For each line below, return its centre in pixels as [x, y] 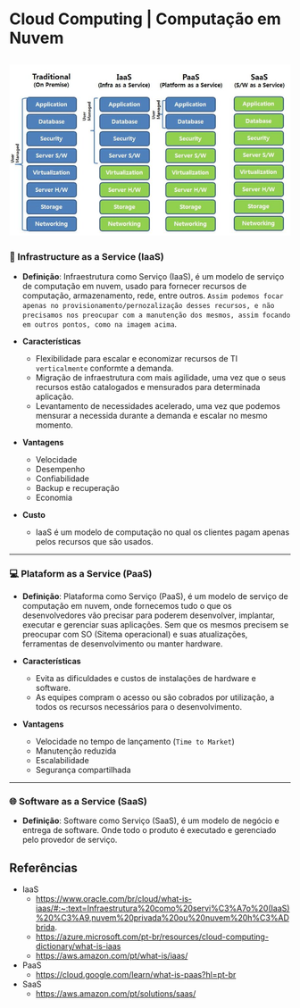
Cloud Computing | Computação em [145, 19]
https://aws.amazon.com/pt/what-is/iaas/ [112, 956]
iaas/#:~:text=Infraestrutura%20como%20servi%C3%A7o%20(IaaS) [162, 908]
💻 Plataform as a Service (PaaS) [81, 573]
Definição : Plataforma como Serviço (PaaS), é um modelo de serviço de [155, 596]
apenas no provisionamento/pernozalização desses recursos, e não [148, 305]
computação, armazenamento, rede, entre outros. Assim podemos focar [153, 296]
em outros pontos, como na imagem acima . [99, 324]
